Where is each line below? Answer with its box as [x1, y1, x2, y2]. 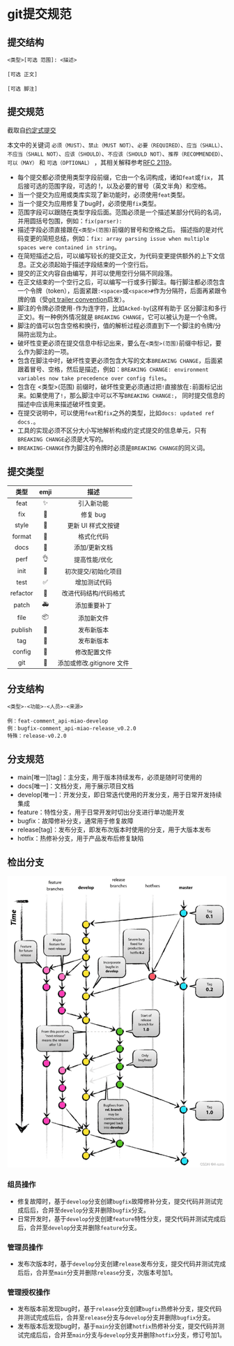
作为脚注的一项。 [23, 347, 73, 356]
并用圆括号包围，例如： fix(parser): [17, 216, 123, 225]
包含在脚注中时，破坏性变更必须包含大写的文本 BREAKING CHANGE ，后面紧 [17, 356, 224, 364]
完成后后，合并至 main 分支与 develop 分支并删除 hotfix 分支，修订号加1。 [23, 1331, 226, 1339]
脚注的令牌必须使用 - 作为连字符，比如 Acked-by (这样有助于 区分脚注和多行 [17, 304, 227, 312]
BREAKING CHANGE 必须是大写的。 [17, 434, 108, 443]
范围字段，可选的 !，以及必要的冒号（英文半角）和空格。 [47, 182, 210, 190]
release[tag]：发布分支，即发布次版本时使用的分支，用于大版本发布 [17, 825, 211, 834]
